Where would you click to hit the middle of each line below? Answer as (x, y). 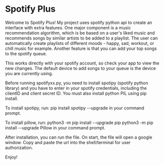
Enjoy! (12, 157)
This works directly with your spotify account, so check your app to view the (82, 63)
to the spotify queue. (26, 53)
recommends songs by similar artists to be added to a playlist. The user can (82, 38)
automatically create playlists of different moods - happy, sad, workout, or (80, 43)
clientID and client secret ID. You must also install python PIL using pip (76, 93)
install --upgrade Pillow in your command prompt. (55, 127)
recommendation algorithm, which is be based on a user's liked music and (80, 33)
